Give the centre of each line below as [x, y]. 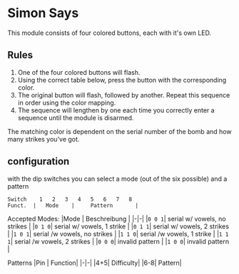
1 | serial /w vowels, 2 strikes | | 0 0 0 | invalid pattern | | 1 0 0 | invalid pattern [118, 241]
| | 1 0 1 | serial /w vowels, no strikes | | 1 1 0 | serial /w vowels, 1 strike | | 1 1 [118, 233]
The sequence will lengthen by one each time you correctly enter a [116, 110]
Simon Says [43, 13]
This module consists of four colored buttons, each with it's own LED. [110, 33]
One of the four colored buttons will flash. [79, 72]
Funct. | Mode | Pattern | [73, 205]
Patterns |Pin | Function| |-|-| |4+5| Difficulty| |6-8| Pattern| [95, 263]
